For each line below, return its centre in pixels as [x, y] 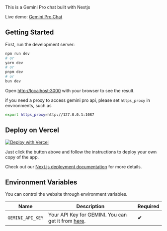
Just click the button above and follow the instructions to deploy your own [81, 152]
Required [148, 207]
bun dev [13, 81]
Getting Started [30, 33]
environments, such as [28, 105]
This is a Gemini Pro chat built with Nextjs [48, 7]
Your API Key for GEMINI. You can [87, 215]
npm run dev [17, 53]
